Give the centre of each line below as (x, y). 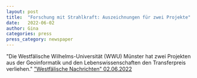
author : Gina (22, 28)
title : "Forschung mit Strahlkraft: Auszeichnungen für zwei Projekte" (98, 17)
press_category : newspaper (40, 39)
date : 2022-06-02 (30, 23)
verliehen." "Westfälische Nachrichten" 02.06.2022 (69, 69)
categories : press (29, 34)
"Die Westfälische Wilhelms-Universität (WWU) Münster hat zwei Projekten (98, 56)
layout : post (22, 12)
